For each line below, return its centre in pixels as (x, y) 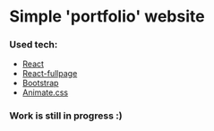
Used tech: (34, 45)
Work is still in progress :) (66, 116)
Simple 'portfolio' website (107, 17)
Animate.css (45, 92)
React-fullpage (50, 74)
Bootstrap (40, 83)
